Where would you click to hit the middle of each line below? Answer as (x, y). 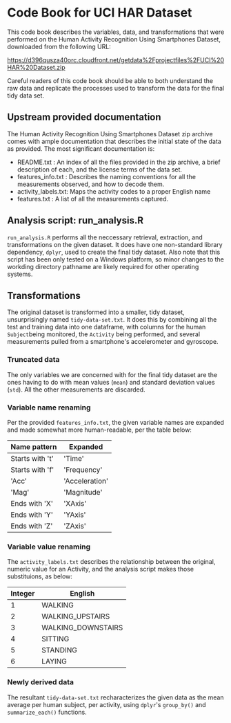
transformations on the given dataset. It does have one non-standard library (115, 244)
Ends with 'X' (32, 503)
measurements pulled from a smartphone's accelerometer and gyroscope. (113, 342)
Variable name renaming (49, 408)
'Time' (73, 458)
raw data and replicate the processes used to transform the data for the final (116, 88)
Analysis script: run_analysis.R (75, 220)
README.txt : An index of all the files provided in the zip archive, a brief (119, 162)
